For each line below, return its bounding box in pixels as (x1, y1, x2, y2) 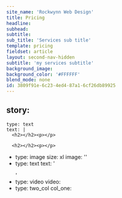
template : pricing (6, 43, 53, 49)
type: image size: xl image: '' (15, 153, 87, 160)
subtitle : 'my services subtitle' (6, 60, 95, 66)
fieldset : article (6, 49, 53, 55)
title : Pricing (6, 15, 45, 21)
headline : (6, 20, 32, 26)
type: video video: (15, 178, 61, 185)
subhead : (6, 26, 29, 32)
